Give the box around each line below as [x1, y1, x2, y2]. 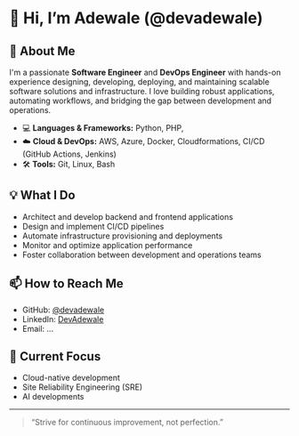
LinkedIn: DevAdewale [21, 313, 104, 324]
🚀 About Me [9, 44, 76, 59]
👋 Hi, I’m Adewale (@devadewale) [9, 8, 263, 28]
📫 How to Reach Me [9, 276, 124, 292]
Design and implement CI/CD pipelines [21, 221, 165, 231]
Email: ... [21, 323, 54, 334]
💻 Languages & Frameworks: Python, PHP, [21, 123, 184, 133]
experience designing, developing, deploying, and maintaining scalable [9, 77, 270, 87]
